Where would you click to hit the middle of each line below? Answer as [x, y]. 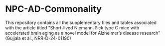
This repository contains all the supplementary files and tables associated [81, 23]
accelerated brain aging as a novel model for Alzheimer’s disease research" [83, 33]
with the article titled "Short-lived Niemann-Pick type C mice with [72, 27]
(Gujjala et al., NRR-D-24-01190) [38, 38]
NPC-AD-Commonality [54, 9]
